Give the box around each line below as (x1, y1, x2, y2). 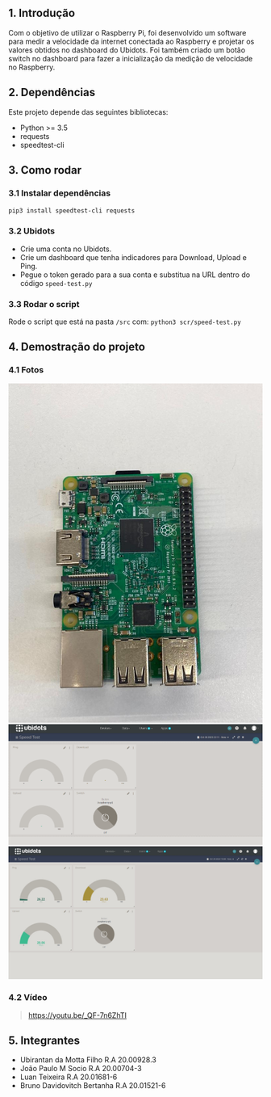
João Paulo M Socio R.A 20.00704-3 (19, 1064, 143, 1074)
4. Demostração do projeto (8, 340, 145, 354)
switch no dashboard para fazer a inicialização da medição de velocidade (8, 53, 253, 63)
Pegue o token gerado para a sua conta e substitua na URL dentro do (19, 270, 251, 280)
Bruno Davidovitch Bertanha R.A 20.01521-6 (19, 1081, 166, 1091)
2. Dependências (8, 86, 95, 99)
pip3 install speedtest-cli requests (8, 207, 135, 215)
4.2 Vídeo (8, 992, 48, 1003)
